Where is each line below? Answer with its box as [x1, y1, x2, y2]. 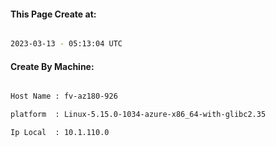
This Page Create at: [10, 8, 97, 20]
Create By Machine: [10, 60, 95, 72]
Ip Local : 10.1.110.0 [10, 128, 110, 138]
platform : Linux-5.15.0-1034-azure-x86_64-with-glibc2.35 [10, 110, 267, 120]
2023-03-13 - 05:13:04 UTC [10, 39, 123, 49]
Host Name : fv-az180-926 [10, 91, 118, 102]
